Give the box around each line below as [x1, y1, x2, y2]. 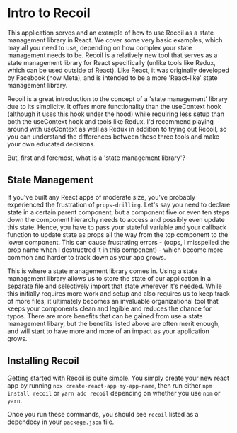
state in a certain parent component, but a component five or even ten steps [7, 207, 230, 216]
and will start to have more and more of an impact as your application [7, 327, 210, 335]
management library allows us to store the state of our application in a [7, 274, 211, 282]
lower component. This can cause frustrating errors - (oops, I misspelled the [7, 238, 230, 246]
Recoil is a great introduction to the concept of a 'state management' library [7, 94, 228, 103]
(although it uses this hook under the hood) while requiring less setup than [7, 110, 225, 118]
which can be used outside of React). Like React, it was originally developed [7, 66, 230, 74]
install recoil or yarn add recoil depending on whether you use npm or [7, 388, 221, 397]
